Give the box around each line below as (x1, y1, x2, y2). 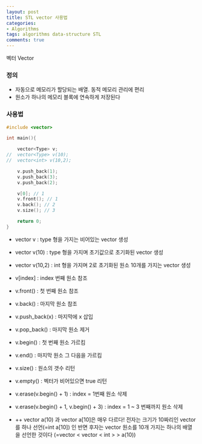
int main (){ (6, 135, 36, 141)
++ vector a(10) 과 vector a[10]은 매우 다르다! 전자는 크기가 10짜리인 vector (15, 416, 197, 423)
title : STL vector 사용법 (6, 15, 68, 21)
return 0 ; (17, 219, 42, 225)
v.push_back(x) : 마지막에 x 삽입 (15, 313, 94, 320)
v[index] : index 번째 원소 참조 (15, 274, 88, 282)
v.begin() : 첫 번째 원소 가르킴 (15, 339, 86, 346)
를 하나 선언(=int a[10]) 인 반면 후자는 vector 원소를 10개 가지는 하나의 (15, 423, 181, 431)
